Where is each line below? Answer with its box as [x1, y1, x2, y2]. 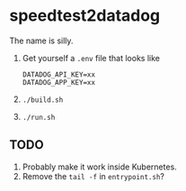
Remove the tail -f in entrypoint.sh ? [22, 170, 164, 181]
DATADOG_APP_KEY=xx [22, 77, 96, 86]
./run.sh [22, 113, 56, 122]
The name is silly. [9, 35, 74, 46]
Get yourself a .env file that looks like [22, 52, 160, 63]
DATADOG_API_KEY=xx [22, 69, 96, 79]
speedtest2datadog [9, 5, 161, 26]
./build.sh [22, 95, 64, 105]
